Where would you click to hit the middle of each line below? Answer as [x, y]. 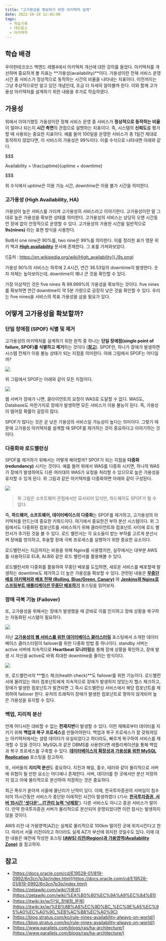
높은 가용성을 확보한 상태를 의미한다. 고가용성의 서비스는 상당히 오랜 [79, 217]
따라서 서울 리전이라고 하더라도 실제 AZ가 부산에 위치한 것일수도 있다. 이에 [83, 832]
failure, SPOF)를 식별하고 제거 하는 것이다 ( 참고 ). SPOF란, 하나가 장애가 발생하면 [83, 347]
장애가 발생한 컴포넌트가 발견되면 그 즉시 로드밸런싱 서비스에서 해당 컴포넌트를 [80, 688]
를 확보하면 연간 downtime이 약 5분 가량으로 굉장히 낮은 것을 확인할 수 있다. [78, 290]
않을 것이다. [17, 815]
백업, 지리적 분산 [23, 714]
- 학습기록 [19, 24]
